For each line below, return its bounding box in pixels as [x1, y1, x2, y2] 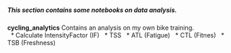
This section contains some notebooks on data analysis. [7, 6, 177, 14]
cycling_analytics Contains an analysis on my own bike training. [7, 23, 194, 32]
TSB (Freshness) [7, 38, 56, 47]
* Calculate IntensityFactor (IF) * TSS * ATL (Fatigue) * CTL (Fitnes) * [10, 30, 225, 39]
